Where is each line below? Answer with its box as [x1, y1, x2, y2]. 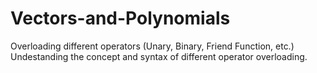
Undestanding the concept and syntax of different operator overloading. [10, 50, 308, 62]
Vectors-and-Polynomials [10, 7, 231, 30]
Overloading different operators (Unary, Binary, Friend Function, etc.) [10, 40, 295, 52]
